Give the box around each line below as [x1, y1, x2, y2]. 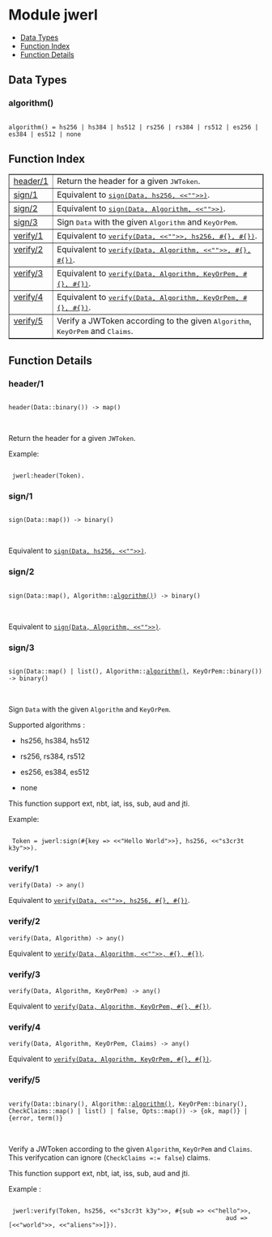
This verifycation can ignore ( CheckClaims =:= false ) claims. [8, 1153, 210, 1162]
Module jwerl [8, 6, 99, 24]
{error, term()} [8, 1114, 63, 1122]
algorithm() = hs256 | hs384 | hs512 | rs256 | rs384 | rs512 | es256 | [8, 123, 259, 131]
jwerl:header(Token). [11, 472, 85, 480]
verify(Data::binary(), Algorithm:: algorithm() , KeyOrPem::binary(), [8, 1100, 249, 1108]
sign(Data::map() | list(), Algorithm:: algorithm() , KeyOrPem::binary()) [8, 667, 263, 676]
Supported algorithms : [8, 720, 85, 730]
